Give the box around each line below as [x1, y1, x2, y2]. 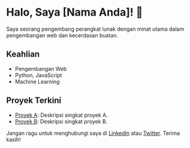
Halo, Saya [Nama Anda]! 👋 [6, 5, 143, 19]
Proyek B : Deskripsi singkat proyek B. [14, 117, 108, 125]
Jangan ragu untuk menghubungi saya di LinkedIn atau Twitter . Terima [6, 129, 180, 137]
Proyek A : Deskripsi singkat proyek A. [14, 111, 108, 119]
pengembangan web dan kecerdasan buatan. [6, 31, 119, 39]
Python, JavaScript [14, 72, 62, 79]
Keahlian [6, 49, 40, 60]
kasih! [6, 135, 21, 143]
